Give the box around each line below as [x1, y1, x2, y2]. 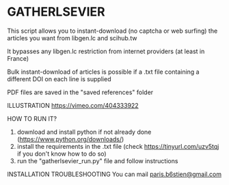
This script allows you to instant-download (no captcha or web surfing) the [7, 27, 218, 35]
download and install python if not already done [16, 128, 152, 136]
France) [7, 54, 29, 62]
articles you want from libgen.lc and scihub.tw [7, 33, 137, 42]
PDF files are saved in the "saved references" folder [7, 88, 154, 96]
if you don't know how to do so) [16, 150, 107, 158]
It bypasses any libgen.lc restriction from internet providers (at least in [7, 47, 205, 55]
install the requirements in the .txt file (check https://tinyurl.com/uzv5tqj [16, 142, 219, 150]
